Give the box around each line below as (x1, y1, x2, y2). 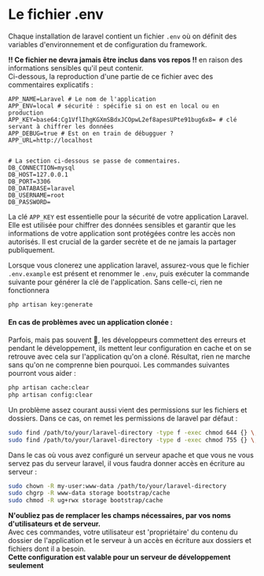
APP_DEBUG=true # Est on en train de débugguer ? (8, 129, 174, 137)
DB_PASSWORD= (8, 198, 51, 206)
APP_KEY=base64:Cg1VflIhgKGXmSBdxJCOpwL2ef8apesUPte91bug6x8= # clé (8, 115, 237, 123)
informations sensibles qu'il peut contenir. (8, 63, 144, 72)
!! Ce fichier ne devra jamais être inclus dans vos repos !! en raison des (8, 55, 244, 64)
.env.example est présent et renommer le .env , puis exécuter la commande (8, 268, 250, 278)
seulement (8, 561, 44, 571)
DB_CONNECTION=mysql (8, 163, 76, 172)
